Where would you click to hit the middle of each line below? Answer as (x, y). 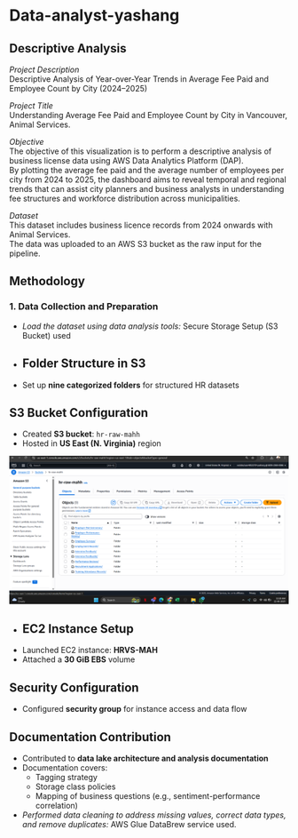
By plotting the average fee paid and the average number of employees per (147, 170)
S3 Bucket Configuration (79, 413)
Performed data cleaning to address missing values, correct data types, (154, 815)
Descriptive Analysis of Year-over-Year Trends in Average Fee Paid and (139, 79)
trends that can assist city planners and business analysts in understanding (147, 189)
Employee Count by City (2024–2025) (78, 88)
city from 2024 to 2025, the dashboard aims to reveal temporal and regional (148, 180)
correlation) (56, 806)
